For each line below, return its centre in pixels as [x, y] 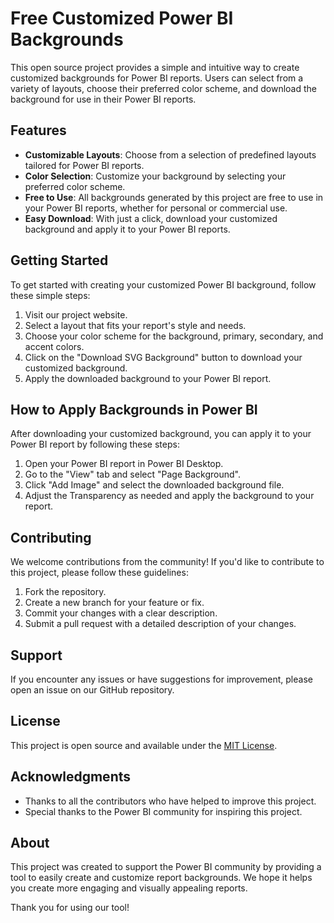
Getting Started [59, 260]
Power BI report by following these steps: [95, 444]
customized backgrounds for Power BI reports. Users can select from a [157, 78]
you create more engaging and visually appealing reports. [129, 888]
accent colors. [54, 346]
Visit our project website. [76, 314]
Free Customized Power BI [122, 18]
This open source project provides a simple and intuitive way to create [155, 67]
